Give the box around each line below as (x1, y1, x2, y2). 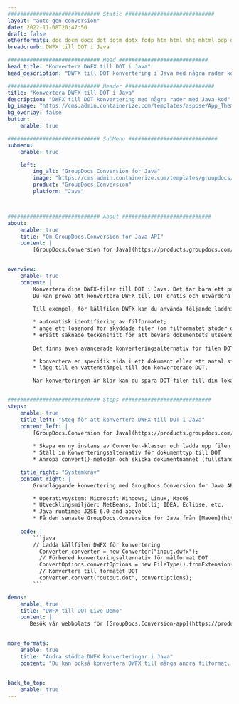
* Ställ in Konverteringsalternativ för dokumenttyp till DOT (33, 450, 221, 457)
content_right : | (20, 475, 72, 482)
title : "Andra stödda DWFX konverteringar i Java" (20, 653, 174, 660)
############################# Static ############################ (7, 10, 215, 18)
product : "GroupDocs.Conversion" (33, 181, 132, 189)
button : (7, 115, 31, 123)
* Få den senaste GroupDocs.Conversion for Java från (33, 514, 196, 522)
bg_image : (7, 103, 37, 110)
